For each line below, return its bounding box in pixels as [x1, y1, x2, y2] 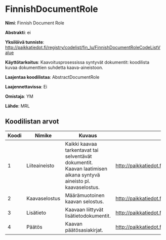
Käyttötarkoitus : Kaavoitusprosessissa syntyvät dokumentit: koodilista [5, 59, 150, 65]
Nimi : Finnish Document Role [5, 20, 64, 26]
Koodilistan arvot [5, 118, 59, 126]
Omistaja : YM [5, 93, 34, 99]
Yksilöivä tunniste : [5, 39, 44, 45]
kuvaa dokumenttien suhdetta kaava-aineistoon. [5, 64, 103, 70]
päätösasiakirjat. [65, 227, 103, 234]
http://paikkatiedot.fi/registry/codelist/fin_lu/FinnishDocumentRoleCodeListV [5, 44, 161, 50]
